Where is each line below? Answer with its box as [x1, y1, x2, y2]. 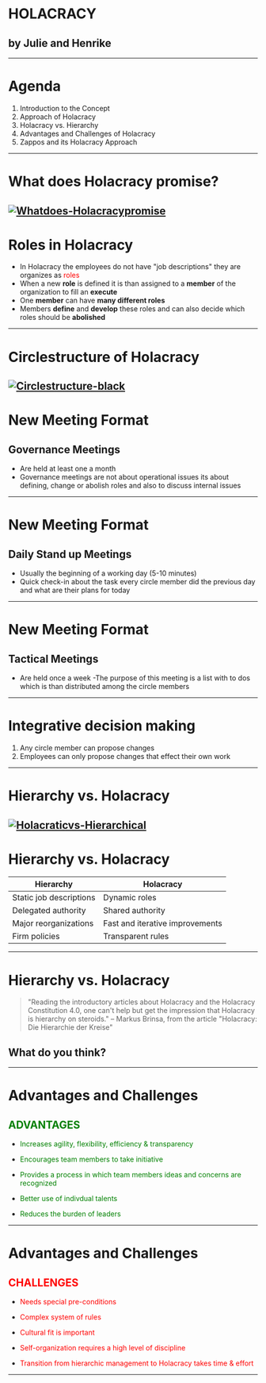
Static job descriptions [12, 892, 96, 903]
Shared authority [102, 905, 166, 916]
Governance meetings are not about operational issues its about [19, 472, 230, 482]
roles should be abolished [19, 313, 105, 322]
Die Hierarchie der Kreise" [27, 1023, 113, 1032]
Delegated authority [12, 905, 86, 916]
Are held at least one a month [19, 464, 116, 473]
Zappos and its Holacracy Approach [19, 137, 138, 147]
